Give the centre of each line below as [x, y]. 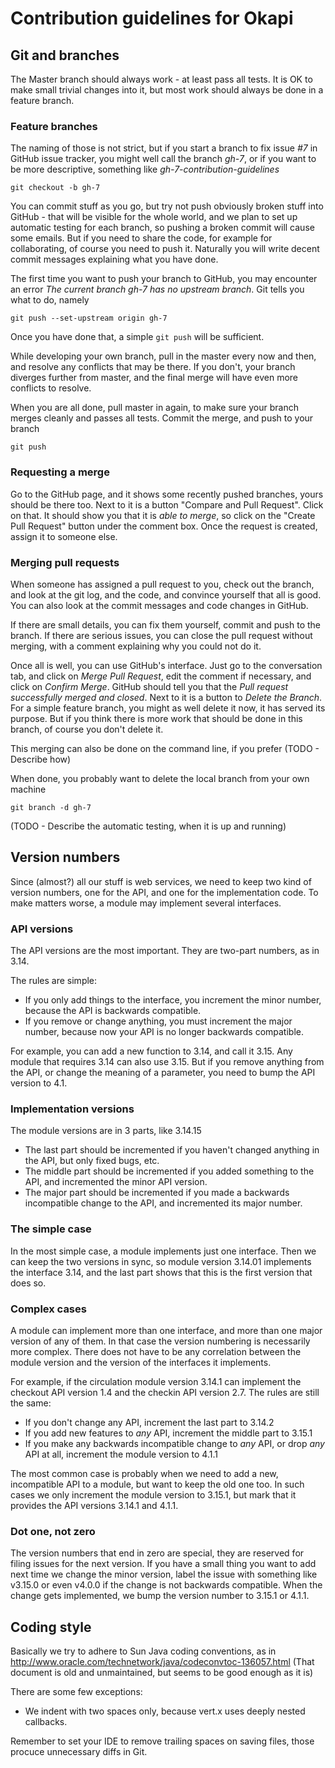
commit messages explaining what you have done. [114, 259]
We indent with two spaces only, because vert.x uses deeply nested [165, 1711]
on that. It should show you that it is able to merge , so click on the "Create [163, 515]
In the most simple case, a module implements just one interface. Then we [163, 1251]
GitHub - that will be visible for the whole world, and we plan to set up [154, 217]
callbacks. [46, 1721]
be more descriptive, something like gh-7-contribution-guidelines [145, 169]
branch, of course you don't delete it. [87, 729]
